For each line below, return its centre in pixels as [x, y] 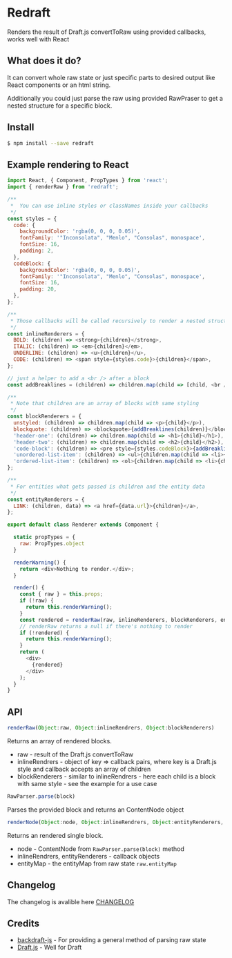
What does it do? [44, 61]
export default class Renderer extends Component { [83, 525]
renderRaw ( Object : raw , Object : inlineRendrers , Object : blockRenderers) [111, 728]
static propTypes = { [45, 537]
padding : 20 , [38, 289]
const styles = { [32, 219]
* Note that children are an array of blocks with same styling [104, 404]
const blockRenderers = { [44, 417]
